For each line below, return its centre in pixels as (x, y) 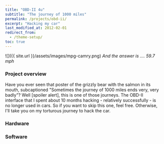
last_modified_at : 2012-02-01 (36, 28)
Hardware (17, 123)
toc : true (15, 42)
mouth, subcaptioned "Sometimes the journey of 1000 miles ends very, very (82, 90)
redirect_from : (21, 33)
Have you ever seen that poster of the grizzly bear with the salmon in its (78, 85)
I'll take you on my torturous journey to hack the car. (58, 111)
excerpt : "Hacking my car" (33, 23)
